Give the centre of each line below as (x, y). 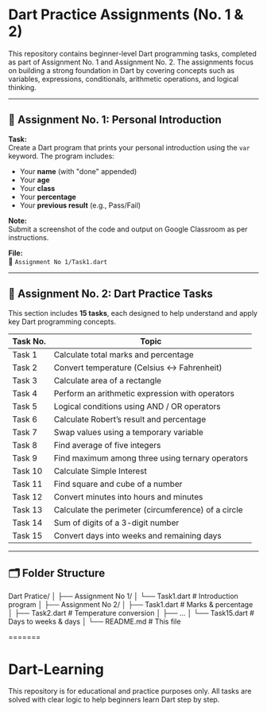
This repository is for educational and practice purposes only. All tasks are (130, 691)
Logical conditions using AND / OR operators (137, 406)
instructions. (29, 237)
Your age (35, 180)
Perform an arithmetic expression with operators (144, 393)
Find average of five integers (107, 445)
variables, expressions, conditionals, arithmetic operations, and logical (124, 79)
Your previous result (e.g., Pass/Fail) (80, 205)
